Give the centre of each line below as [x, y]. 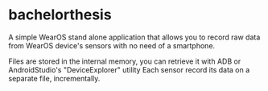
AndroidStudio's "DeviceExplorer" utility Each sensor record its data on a [129, 69]
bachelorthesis [60, 15]
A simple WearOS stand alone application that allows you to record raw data [134, 37]
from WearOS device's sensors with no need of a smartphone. [112, 45]
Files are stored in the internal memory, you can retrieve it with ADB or [125, 61]
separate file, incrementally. [54, 78]
